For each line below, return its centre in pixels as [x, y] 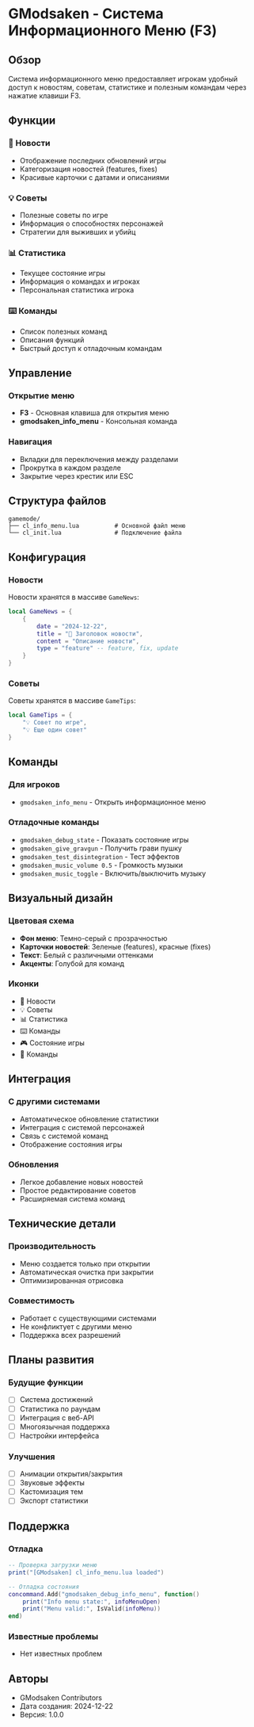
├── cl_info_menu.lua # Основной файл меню [97, 526]
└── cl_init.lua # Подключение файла [95, 533]
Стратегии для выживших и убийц [78, 231]
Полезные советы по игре [64, 215]
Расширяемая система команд [72, 1198]
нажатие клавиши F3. [45, 96]
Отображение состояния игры [71, 1144]
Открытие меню [42, 395]
